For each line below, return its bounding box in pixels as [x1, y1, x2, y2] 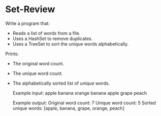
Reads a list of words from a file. [12, 30, 80, 36]
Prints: [5, 51, 19, 57]
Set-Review [5, 4, 55, 15]
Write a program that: [5, 20, 50, 26]
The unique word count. [12, 70, 63, 76]
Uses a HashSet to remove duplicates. [12, 35, 93, 42]
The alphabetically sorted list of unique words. [12, 80, 110, 86]
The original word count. [12, 60, 65, 66]
